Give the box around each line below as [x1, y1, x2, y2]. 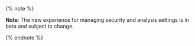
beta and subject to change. [5, 23, 74, 29]
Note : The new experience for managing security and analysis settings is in [5, 17, 190, 23]
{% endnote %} [5, 34, 44, 41]
